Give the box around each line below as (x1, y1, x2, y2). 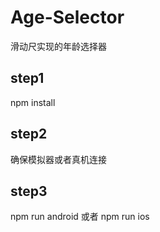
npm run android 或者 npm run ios (10, 211, 150, 223)
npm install (10, 96, 56, 108)
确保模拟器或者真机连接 (10, 153, 107, 165)
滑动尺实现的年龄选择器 (10, 40, 107, 52)
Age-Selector (10, 6, 125, 29)
